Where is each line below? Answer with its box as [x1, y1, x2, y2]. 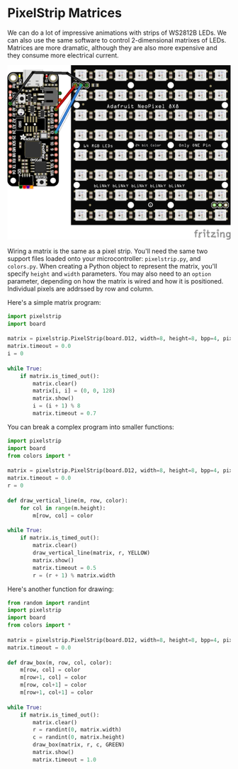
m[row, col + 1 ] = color [20, 682, 87, 689]
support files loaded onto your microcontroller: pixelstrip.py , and [7, 254, 201, 263]
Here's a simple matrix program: [7, 298, 101, 306]
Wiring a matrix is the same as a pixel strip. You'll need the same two [7, 247, 208, 255]
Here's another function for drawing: [7, 585, 114, 593]
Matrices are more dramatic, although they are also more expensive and [7, 43, 217, 52]
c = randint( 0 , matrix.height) [33, 734, 125, 741]
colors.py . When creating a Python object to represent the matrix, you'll [7, 262, 217, 270]
